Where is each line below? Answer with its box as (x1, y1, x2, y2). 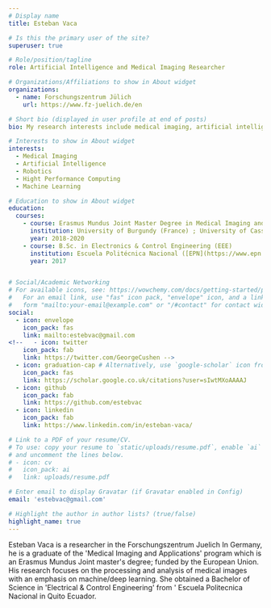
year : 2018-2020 (29, 234, 85, 242)
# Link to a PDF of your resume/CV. (8, 435, 131, 444)
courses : (15, 212, 45, 220)
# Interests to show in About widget (8, 137, 135, 145)
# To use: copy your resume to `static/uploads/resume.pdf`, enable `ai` (8, 443, 262, 451)
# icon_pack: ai (8, 466, 70, 474)
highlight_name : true (8, 518, 81, 526)
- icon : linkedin (15, 406, 74, 414)
